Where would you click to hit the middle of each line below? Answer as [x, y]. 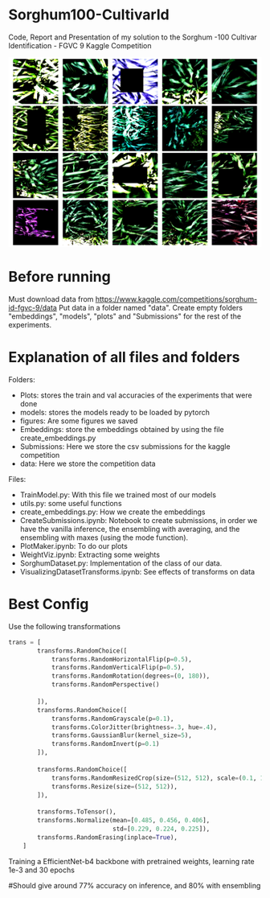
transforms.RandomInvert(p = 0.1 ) [105, 744]
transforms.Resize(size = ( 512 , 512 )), [115, 786]
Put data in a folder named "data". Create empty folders [151, 307]
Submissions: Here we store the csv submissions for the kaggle [125, 446]
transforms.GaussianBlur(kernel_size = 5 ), [122, 735]
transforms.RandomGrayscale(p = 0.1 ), [112, 719]
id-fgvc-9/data [33, 307]
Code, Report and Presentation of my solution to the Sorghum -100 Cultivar [133, 37]
